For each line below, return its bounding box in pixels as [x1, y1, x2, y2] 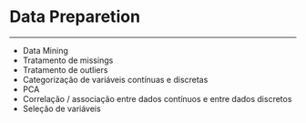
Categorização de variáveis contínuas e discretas [22, 74, 209, 85]
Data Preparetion [9, 6, 141, 27]
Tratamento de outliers [22, 64, 108, 75]
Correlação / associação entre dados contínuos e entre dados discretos [22, 93, 292, 104]
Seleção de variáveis [22, 103, 102, 114]
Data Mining [22, 45, 68, 56]
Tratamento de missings [22, 55, 114, 66]
